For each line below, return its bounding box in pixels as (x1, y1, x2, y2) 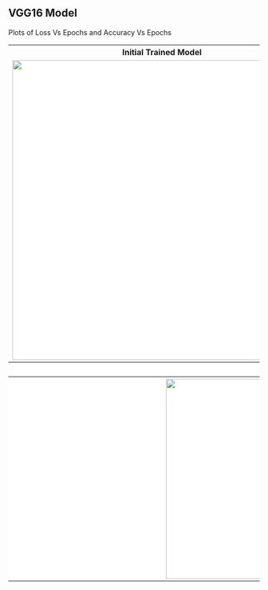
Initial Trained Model (122, 46, 202, 58)
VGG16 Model (8, 6, 77, 20)
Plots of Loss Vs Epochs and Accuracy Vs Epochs (8, 27, 172, 37)
